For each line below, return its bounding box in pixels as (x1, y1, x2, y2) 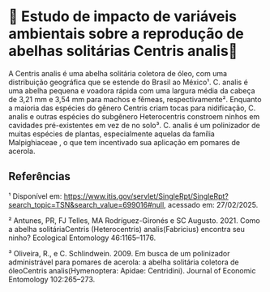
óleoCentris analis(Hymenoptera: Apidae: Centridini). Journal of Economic (8, 265, 256, 275)
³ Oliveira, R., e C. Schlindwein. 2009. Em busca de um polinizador (8, 248, 230, 258)
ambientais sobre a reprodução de (8, 24, 245, 43)
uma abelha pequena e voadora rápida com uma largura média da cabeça (8, 85, 255, 96)
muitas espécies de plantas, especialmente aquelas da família (8, 129, 215, 139)
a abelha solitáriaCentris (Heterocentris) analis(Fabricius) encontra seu (8, 224, 246, 234)
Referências (8, 170, 71, 183)
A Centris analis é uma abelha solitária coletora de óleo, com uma (8, 68, 228, 78)
